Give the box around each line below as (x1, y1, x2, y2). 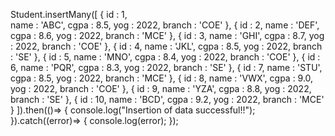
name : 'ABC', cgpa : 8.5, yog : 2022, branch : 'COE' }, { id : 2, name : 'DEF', (10, 19, 320, 31)
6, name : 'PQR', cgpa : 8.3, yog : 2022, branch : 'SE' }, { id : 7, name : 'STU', (10, 62, 323, 73)
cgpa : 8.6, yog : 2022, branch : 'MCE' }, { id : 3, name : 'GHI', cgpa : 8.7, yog (10, 30, 325, 41)
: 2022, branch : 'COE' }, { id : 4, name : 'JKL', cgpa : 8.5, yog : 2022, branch (10, 40, 323, 52)
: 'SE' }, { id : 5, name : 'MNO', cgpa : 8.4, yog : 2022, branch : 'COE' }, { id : (10, 51, 321, 63)
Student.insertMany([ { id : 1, (10, 9, 128, 20)
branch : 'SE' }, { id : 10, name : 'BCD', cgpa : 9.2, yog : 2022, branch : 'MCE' (10, 94, 325, 105)
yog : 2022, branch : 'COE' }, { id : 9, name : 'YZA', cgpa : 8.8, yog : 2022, (10, 83, 312, 94)
